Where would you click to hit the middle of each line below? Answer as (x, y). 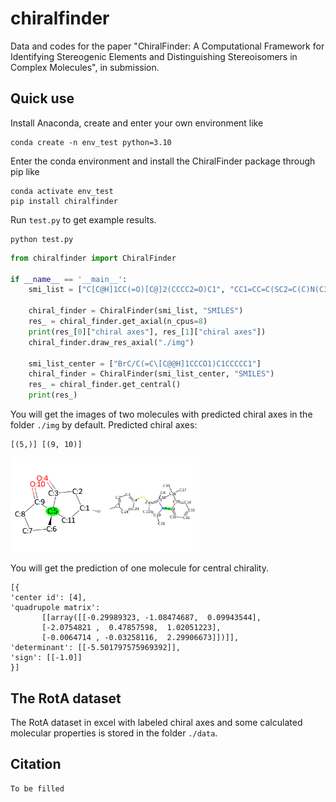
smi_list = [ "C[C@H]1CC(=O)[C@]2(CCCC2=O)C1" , (127, 290)
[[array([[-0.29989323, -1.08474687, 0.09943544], (151, 618)
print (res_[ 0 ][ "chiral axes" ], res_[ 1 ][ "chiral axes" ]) (147, 332)
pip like (25, 171)
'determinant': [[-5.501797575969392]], (96, 648)
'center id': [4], (48, 598)
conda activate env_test (62, 191)
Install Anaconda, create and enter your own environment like (137, 123)
